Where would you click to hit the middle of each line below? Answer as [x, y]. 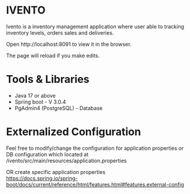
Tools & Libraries [48, 79]
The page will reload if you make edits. [53, 55]
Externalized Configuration [74, 132]
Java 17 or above [35, 95]
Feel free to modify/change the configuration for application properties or [95, 148]
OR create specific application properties [56, 172]
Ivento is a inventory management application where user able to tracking [95, 26]
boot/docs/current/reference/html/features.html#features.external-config [95, 184]
